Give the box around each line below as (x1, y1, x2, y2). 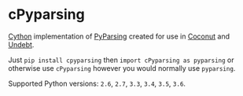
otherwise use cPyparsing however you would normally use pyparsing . (8, 63, 236, 72)
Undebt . (8, 39, 35, 49)
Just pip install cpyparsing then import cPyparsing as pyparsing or (8, 55, 234, 65)
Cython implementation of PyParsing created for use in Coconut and (8, 31, 230, 41)
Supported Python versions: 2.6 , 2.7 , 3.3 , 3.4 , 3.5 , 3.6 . (8, 79, 186, 88)
